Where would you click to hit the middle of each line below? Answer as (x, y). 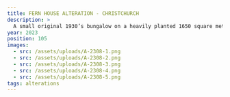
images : (18, 45)
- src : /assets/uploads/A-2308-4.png (67, 70)
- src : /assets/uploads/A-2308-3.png (67, 64)
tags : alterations (33, 83)
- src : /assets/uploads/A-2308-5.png (67, 77)
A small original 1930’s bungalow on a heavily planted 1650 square (113, 26)
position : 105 (27, 39)
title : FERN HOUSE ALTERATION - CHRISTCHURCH (73, 13)
